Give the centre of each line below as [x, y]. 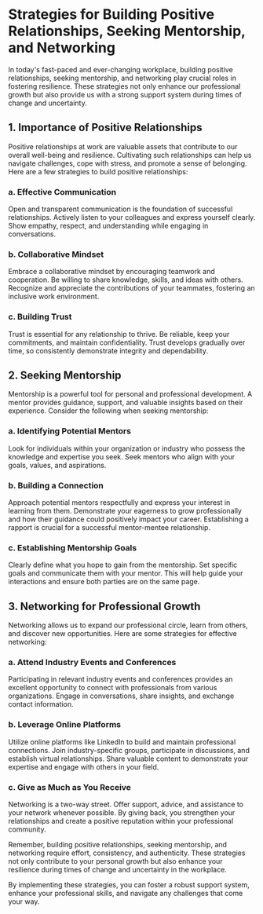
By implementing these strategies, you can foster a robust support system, [129, 885]
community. [27, 829]
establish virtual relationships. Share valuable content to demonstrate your [128, 759]
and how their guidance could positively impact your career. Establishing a [128, 519]
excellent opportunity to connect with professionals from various [113, 688]
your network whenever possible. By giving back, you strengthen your [122, 813]
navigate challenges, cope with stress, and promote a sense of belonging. [128, 163]
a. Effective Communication [62, 192]
